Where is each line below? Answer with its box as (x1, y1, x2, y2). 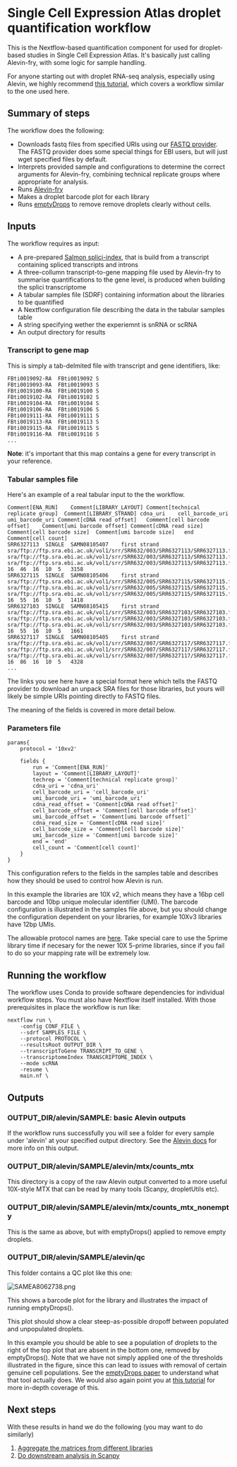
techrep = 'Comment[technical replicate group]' (32, 777, 178, 784)
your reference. (7, 457, 53, 465)
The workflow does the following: (7, 126, 104, 135)
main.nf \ (20, 1072, 49, 1079)
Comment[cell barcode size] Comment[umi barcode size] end (7, 529, 194, 536)
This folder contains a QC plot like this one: (7, 1269, 133, 1277)
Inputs (7, 220, 37, 232)
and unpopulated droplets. (7, 1324, 85, 1333)
